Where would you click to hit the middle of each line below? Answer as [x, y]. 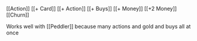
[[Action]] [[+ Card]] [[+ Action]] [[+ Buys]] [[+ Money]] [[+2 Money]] [92, 9]
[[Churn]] [18, 15]
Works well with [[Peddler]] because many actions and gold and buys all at [99, 26]
